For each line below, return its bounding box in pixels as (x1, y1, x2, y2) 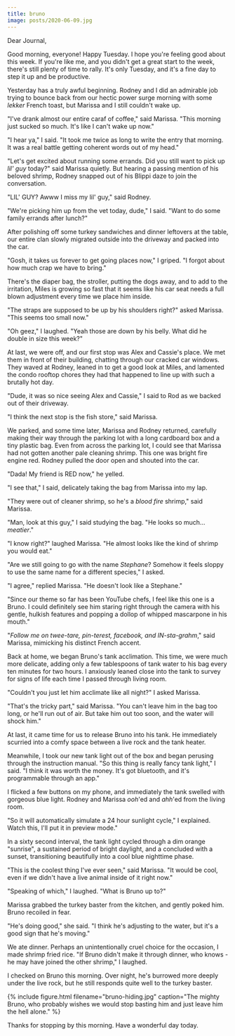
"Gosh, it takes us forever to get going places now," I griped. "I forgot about (7, 256, 225, 264)
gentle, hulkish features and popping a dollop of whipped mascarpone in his (7, 610, 227, 618)
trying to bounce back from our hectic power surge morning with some (7, 93, 213, 102)
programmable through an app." (7, 774, 100, 782)
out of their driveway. (7, 399, 69, 407)
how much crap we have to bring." (7, 263, 107, 271)
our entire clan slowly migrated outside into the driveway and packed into (7, 235, 220, 243)
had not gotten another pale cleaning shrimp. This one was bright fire (7, 448, 208, 457)
